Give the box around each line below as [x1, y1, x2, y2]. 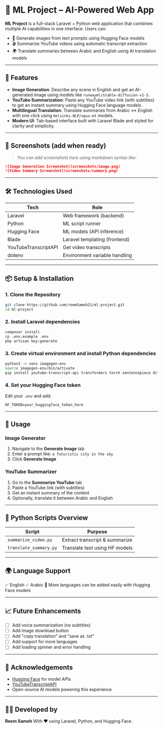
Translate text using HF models [62, 544, 133, 551]
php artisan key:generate [5, 338, 57, 343]
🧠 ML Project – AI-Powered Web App [5, 4, 154, 16]
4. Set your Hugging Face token [5, 382, 81, 389]
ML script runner [63, 220, 101, 227]
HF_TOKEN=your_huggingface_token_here [5, 402, 83, 407]
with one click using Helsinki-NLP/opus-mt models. [12, 112, 114, 118]
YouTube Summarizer [5, 468, 57, 475]
